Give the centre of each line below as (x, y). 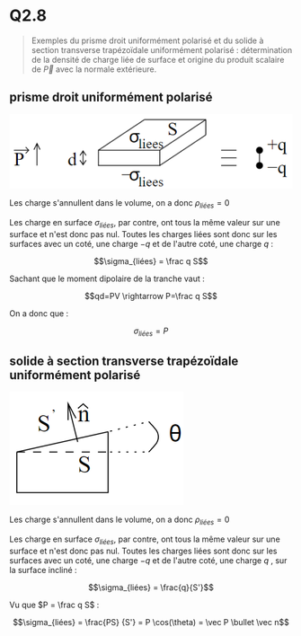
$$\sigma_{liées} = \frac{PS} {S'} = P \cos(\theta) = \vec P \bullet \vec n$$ (151, 623)
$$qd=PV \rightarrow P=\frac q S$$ (151, 296)
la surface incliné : (44, 570)
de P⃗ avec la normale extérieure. (94, 69)
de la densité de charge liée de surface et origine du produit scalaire (158, 59)
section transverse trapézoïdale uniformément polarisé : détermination (162, 49)
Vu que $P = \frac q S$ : (54, 605)
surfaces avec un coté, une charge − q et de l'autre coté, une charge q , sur (148, 561)
